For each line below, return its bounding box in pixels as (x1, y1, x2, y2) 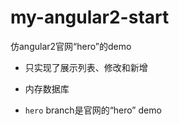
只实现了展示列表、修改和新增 (24, 61, 148, 73)
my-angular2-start (10, 6, 170, 29)
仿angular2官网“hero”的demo (10, 40, 132, 52)
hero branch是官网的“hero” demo (24, 104, 162, 116)
